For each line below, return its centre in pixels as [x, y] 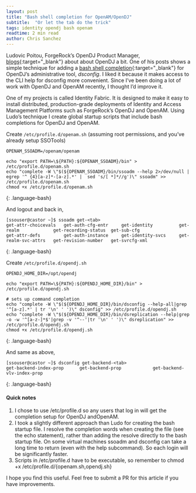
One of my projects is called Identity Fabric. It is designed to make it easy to [97, 98]
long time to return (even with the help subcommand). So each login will [101, 448]
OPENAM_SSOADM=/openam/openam [43, 151]
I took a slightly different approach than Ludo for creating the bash [94, 423]
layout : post [22, 11]
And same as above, [31, 352]
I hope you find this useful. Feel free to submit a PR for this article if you [92, 478]
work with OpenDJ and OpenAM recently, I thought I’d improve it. [85, 86]
